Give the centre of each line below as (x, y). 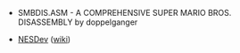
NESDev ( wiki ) (44, 39)
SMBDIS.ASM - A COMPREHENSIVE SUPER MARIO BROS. (124, 13)
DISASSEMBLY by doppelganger (78, 22)
